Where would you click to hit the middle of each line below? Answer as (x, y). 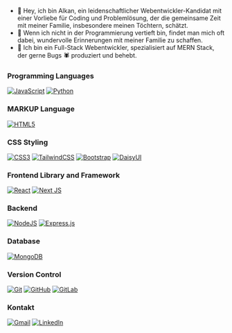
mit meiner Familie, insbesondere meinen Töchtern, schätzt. (102, 25)
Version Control (34, 274)
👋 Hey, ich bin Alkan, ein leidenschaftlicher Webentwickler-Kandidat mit (119, 11)
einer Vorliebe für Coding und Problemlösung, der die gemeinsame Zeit (119, 18)
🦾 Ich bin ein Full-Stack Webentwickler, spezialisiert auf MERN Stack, (116, 48)
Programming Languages (51, 76)
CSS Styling (28, 142)
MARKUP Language (41, 109)
